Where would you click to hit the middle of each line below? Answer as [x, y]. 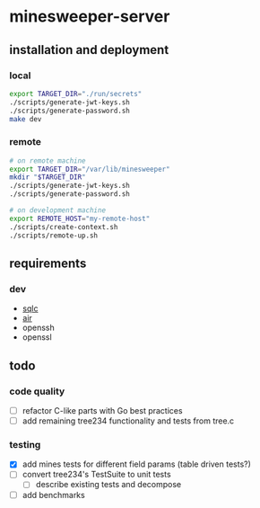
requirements [48, 263]
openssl [37, 337]
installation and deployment [89, 50]
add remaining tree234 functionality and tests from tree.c [128, 421]
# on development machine [57, 210]
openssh [39, 328]
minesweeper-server [90, 17]
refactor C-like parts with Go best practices [102, 410]
